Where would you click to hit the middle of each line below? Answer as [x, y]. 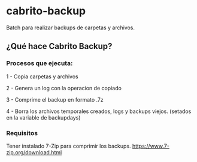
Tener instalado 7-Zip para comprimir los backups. [69, 146]
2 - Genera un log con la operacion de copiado [64, 88]
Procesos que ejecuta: [40, 63]
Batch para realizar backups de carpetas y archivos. [71, 27]
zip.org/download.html [34, 152]
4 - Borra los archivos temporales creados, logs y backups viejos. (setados [99, 111]
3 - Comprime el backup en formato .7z [55, 99]
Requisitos [22, 133]
